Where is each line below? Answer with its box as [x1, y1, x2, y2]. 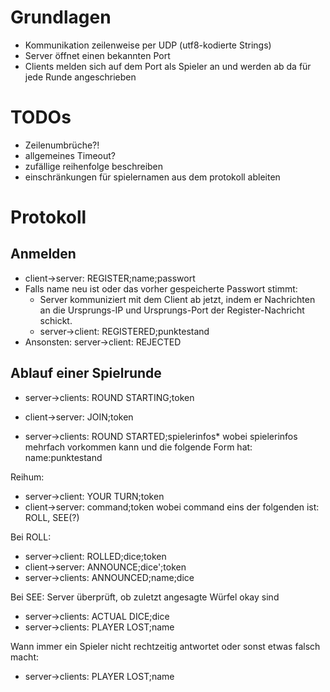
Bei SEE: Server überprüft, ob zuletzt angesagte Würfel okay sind [10, 591, 280, 603]
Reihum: [10, 471, 45, 483]
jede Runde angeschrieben [24, 71, 137, 83]
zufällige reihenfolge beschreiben [24, 160, 164, 172]
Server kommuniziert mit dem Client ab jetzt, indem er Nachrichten [39, 293, 316, 305]
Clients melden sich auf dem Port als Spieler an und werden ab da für [24, 60, 312, 72]
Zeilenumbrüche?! [24, 139, 100, 151]
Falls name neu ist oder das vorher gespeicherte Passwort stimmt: [24, 282, 298, 295]
